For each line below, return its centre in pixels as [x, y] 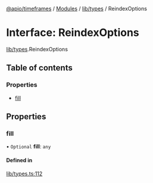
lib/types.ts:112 [24, 173]
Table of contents [39, 68]
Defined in [19, 160]
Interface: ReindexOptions [73, 33]
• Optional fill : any [29, 147]
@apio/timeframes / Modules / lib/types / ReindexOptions [77, 9]
